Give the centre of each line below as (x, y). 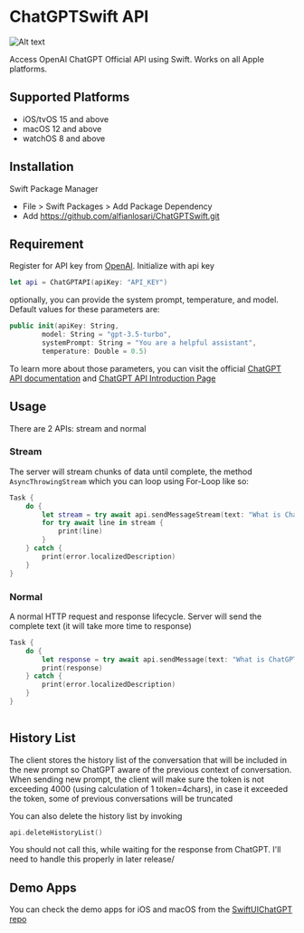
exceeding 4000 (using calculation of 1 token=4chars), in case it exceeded (148, 788)
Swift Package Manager (54, 188)
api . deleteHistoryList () (56, 833)
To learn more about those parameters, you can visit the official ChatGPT (146, 368)
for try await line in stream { (103, 523)
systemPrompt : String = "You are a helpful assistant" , (149, 343)
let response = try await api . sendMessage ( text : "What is (153, 659)
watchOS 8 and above (64, 138)
